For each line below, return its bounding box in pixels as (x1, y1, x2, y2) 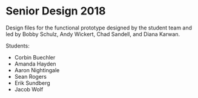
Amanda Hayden (14, 60, 56, 67)
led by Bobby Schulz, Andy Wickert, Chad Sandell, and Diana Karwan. (5, 30, 180, 37)
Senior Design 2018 (5, 4, 106, 18)
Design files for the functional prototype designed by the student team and (5, 24, 192, 31)
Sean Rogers (14, 73, 47, 80)
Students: (5, 42, 30, 49)
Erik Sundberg (14, 79, 51, 87)
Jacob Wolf (14, 85, 44, 93)
